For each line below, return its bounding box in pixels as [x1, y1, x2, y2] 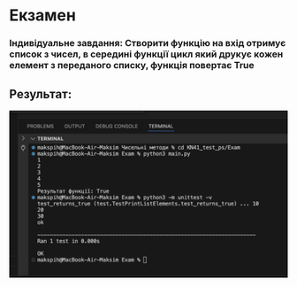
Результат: [9, 86, 72, 102]
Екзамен [9, 5, 77, 26]
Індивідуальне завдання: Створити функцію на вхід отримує [9, 37, 286, 50]
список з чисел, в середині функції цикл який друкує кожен [9, 48, 284, 60]
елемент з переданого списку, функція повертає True [9, 59, 255, 72]
